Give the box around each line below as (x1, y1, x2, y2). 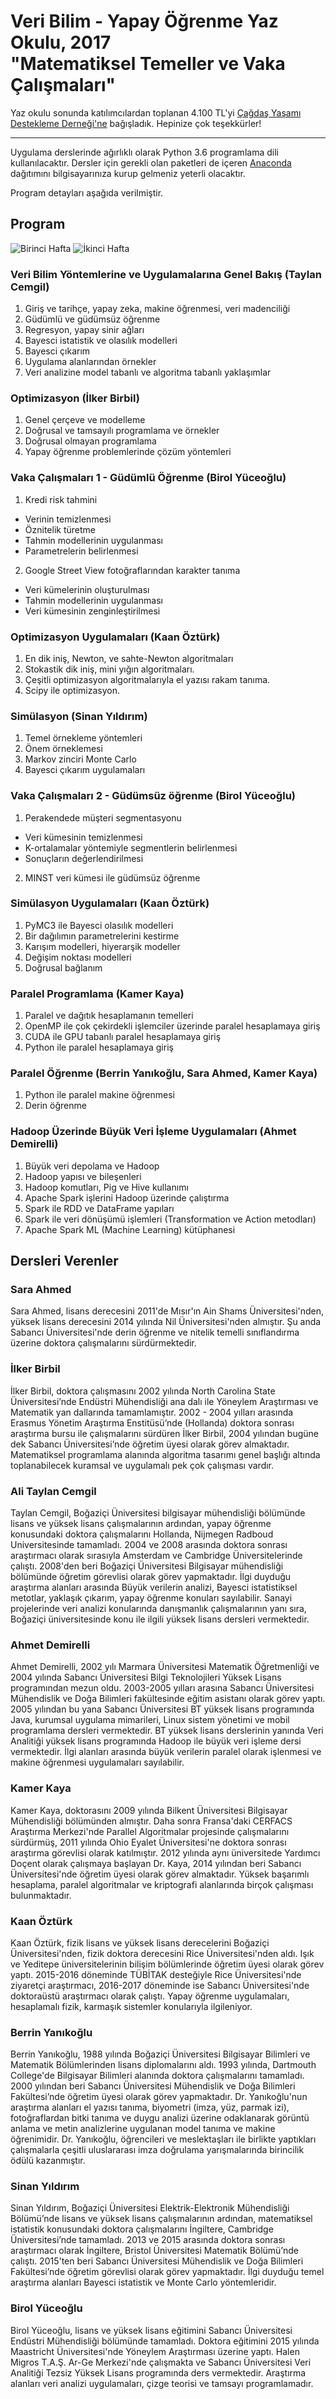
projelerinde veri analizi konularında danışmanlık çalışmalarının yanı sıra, (10, 1603, 307, 1614)
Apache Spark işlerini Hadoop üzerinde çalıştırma (24, 1191, 230, 1204)
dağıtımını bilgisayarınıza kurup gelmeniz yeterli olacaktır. (10, 167, 246, 179)
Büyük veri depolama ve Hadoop (24, 1160, 160, 1172)
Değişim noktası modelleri (24, 951, 132, 963)
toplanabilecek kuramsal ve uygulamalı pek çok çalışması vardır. (10, 1459, 275, 1471)
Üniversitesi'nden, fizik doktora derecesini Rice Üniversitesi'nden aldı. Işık (10, 1947, 315, 1959)
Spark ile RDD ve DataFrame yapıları (24, 1202, 175, 1214)
